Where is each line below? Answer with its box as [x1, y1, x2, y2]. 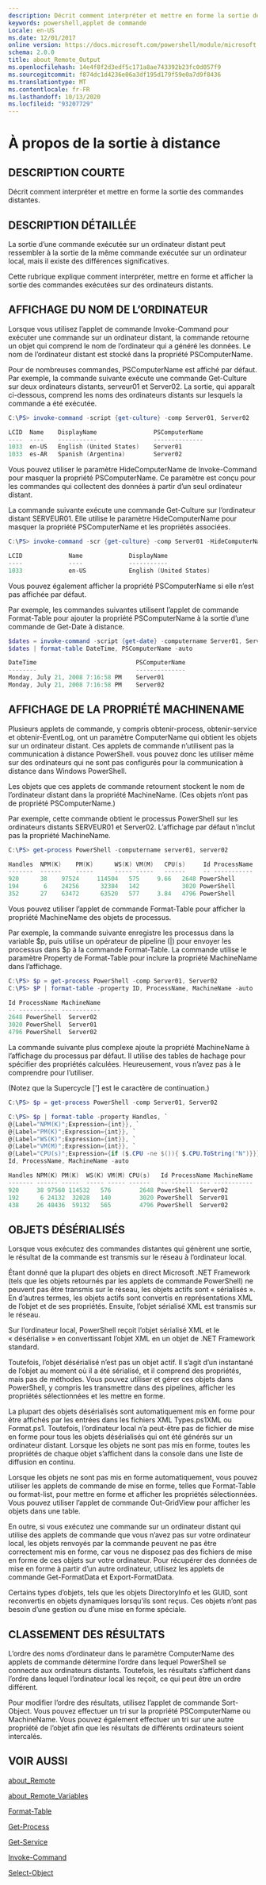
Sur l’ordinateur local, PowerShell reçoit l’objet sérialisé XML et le [8, 1325, 220, 1335]
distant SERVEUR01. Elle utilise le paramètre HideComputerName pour [8, 514, 237, 524]
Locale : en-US [8, 26, 55, 34]
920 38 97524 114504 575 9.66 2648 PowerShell [8, 875, 236, 883]
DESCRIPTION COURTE [8, 166, 125, 179]
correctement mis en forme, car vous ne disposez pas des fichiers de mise [8, 1547, 253, 1556]
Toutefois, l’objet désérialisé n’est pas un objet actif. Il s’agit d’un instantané [8, 1358, 253, 1368]
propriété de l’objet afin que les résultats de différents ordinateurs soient [8, 1723, 244, 1733]
